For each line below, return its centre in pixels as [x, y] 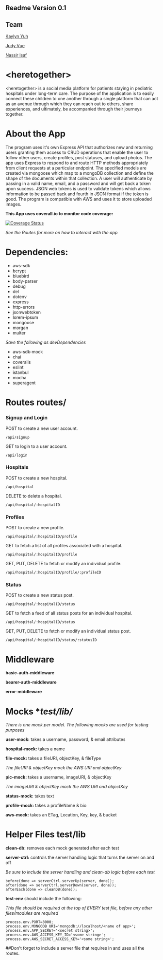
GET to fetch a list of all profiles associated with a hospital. [64, 546]
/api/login [16, 455]
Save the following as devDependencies [46, 342]
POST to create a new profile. [35, 528]
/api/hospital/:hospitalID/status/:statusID [51, 640]
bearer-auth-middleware [31, 682]
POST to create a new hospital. [36, 478]
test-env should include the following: [44, 899]
